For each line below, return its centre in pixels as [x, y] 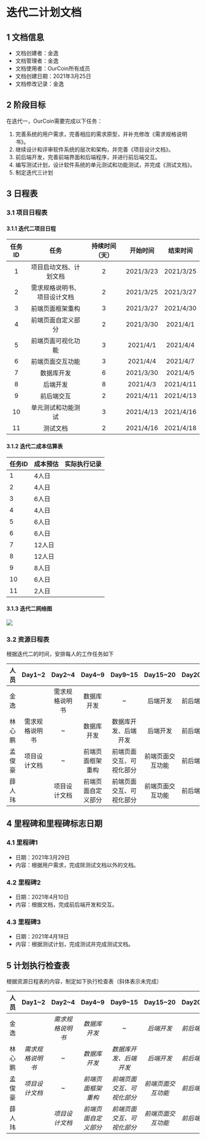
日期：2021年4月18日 [42, 937]
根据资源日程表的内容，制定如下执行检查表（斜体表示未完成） [84, 982]
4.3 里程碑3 [24, 922]
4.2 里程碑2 [24, 882]
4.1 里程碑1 [22, 843]
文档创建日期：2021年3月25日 [53, 76]
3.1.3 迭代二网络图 [29, 609]
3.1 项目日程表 [27, 213]
